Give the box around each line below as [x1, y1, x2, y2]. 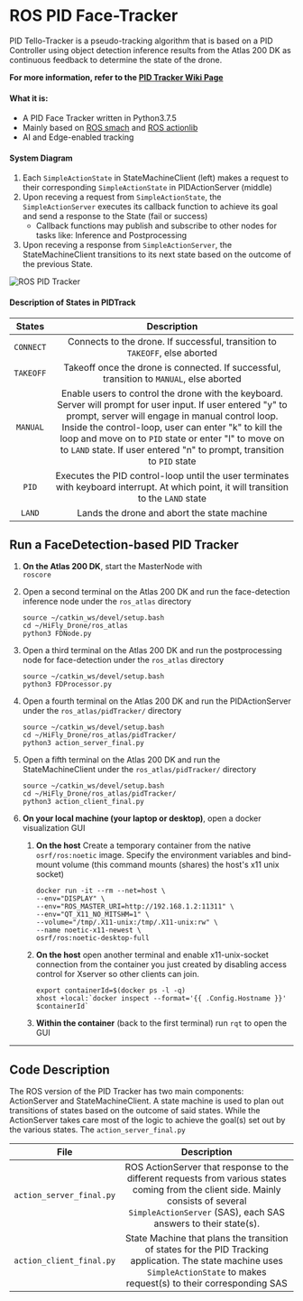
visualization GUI [22, 823, 86, 834]
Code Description [9, 1062, 110, 1077]
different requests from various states [126, 1172, 287, 1185]
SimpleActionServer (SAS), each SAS [128, 1206, 286, 1219]
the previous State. [22, 259, 93, 270]
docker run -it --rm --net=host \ [35, 886, 166, 896]
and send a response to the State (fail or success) [22, 211, 208, 222]
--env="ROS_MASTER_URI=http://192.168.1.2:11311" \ [35, 902, 234, 911]
